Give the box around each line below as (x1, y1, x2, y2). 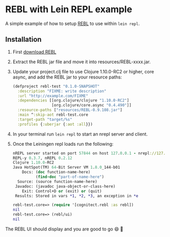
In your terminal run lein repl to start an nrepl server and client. (12, 131, 148, 137)
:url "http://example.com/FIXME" (17, 93, 89, 98)
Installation (5, 35, 42, 44)
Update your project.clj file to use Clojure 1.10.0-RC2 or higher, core (12, 68, 154, 74)
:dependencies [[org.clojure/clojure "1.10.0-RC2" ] (17, 98, 129, 103)
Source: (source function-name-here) (17, 179, 98, 184)
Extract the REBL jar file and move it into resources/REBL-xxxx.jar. (12, 59, 151, 65)
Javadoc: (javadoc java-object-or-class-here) (15, 183, 116, 189)
